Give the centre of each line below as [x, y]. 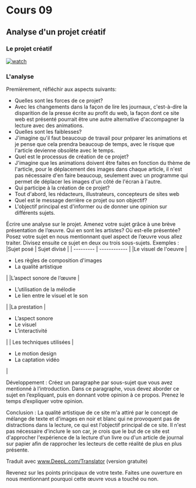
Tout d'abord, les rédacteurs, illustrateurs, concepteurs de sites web [97, 194]
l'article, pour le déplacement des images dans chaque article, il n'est [98, 169]
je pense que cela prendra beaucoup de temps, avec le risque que [94, 144]
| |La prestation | [26, 307]
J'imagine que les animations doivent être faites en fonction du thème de [102, 163]
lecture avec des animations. [49, 126]
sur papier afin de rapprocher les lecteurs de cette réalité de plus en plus [94, 444]
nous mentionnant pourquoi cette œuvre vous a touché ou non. [82, 479]
